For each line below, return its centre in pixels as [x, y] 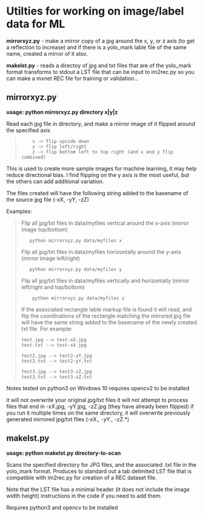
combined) [34, 157]
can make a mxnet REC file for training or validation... [73, 78]
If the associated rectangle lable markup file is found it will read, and [106, 309]
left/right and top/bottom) [53, 287]
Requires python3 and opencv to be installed [62, 507]
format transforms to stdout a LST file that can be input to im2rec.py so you [101, 72]
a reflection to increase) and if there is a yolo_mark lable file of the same [96, 47]
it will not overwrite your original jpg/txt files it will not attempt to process [97, 400]
